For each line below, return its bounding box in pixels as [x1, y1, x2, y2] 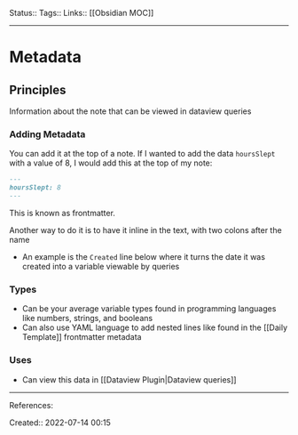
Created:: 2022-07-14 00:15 [9, 417, 111, 428]
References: [9, 399, 53, 410]
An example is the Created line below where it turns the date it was [21, 251, 266, 262]
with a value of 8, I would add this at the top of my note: [9, 157, 213, 168]
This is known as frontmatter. [9, 207, 115, 218]
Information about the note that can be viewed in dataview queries [9, 106, 252, 117]
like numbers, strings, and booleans [21, 313, 153, 324]
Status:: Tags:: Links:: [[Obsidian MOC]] [9, 8, 154, 18]
